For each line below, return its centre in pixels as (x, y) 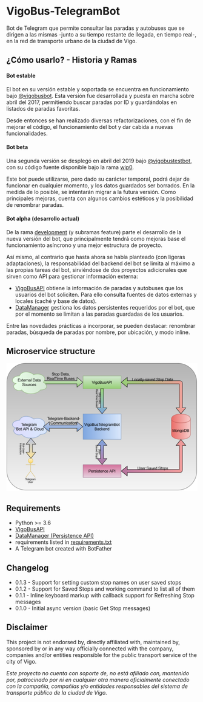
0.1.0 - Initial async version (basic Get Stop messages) (83, 608)
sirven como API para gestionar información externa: (72, 276)
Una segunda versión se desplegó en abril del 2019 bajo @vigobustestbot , (99, 161)
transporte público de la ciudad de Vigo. (57, 692)
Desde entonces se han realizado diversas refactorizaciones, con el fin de (99, 120)
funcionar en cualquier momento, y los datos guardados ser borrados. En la (101, 185)
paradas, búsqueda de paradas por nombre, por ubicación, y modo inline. (98, 332)
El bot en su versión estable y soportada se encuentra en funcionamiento (98, 89)
